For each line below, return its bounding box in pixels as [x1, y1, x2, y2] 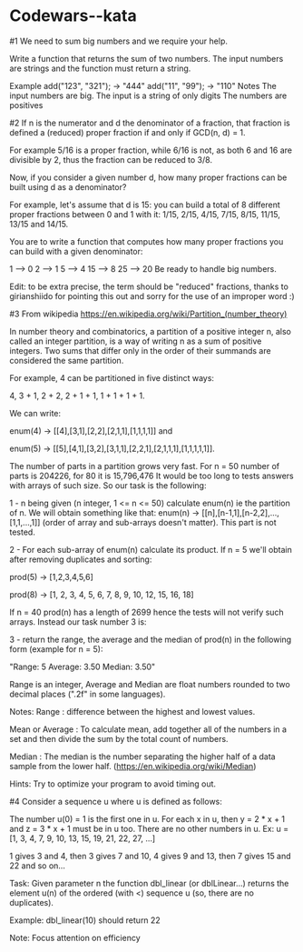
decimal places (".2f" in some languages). [9, 688, 166, 699]
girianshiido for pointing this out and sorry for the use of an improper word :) [9, 290, 295, 301]
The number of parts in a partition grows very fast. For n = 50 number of [9, 460, 280, 471]
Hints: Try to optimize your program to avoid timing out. [9, 778, 216, 789]
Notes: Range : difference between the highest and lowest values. [9, 706, 256, 717]
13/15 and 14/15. [9, 218, 69, 229]
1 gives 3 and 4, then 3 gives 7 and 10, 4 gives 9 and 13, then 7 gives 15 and [9, 850, 292, 861]
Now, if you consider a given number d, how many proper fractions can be [9, 172, 288, 183]
